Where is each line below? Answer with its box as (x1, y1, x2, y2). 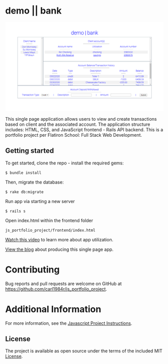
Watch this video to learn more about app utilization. (5, 236, 114, 242)
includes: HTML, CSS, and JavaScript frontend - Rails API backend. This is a (5, 126, 163, 133)
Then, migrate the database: (5, 179, 64, 185)
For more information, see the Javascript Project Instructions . (5, 320, 132, 326)
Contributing (5, 264, 60, 275)
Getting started (5, 146, 54, 155)
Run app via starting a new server (5, 198, 75, 204)
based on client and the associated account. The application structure (5, 121, 150, 127)
